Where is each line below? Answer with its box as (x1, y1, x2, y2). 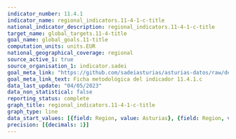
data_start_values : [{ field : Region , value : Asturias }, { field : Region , (7, 114, 225, 121)
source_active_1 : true (7, 56, 74, 63)
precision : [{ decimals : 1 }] (7, 121, 90, 128)
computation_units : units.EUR (7, 43, 96, 50)
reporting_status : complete (7, 95, 90, 102)
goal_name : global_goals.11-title (7, 37, 109, 44)
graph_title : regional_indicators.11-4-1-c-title (7, 102, 156, 109)
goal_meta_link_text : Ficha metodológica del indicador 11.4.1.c (7, 75, 202, 83)
